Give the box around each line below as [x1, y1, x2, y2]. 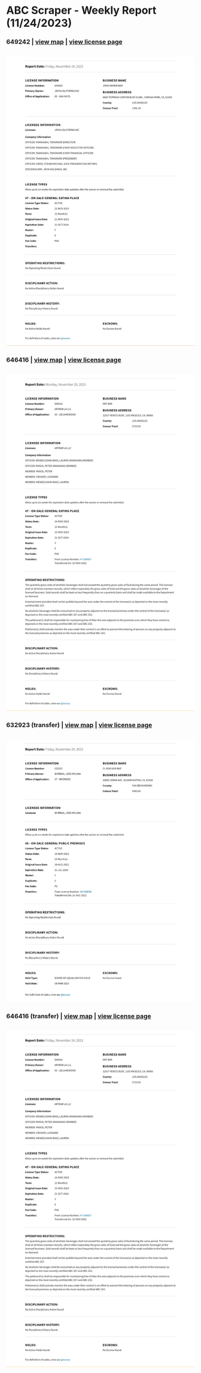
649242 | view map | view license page [6, 38, 123, 46]
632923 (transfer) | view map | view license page [6, 721, 153, 729]
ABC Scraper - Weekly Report [6, 4, 157, 17]
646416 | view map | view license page [6, 356, 121, 364]
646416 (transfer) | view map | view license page [6, 1012, 151, 1020]
